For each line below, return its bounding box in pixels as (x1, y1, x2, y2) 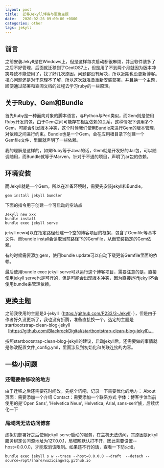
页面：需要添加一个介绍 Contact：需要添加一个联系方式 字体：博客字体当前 (5, 394, 157, 400)
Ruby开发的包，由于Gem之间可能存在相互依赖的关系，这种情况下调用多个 (5, 118, 154, 125)
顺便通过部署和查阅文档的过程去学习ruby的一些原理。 (5, 83, 113, 89)
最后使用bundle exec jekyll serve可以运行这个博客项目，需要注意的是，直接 (5, 268, 157, 274)
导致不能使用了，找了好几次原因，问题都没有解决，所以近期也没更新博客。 (9, 70, 160, 76)
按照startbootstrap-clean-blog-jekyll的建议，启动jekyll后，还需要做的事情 (5, 338, 153, 344)
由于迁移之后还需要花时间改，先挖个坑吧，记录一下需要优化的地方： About (5, 388, 156, 394)
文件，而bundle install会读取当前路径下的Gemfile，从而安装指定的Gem (5, 236, 147, 242)
